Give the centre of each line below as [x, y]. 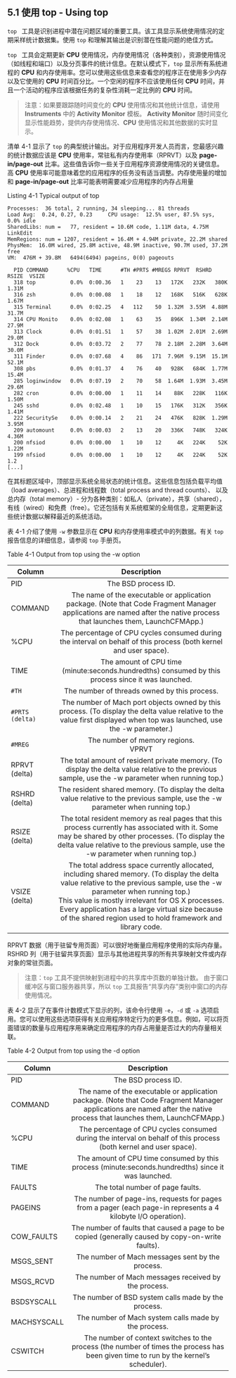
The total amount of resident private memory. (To [141, 760]
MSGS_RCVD [33, 1282]
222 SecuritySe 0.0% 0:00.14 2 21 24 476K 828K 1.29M [121, 418]
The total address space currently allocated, [141, 865]
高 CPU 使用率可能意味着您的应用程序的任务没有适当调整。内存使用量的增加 [117, 173]
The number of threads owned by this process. [142, 691]
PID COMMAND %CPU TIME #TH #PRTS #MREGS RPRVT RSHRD [113, 270]
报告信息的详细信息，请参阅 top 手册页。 [66, 540]
